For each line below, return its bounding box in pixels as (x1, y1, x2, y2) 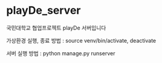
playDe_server (6, 4, 81, 17)
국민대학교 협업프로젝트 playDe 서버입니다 (6, 24, 106, 31)
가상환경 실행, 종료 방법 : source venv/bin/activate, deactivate (6, 37, 157, 44)
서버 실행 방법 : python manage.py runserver (6, 49, 115, 57)
